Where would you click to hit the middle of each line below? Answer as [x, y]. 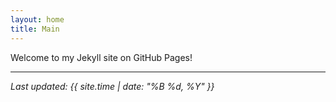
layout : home [37, 19]
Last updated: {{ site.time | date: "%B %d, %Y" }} [112, 86]
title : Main [35, 29]
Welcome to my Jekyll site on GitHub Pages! [101, 57]
